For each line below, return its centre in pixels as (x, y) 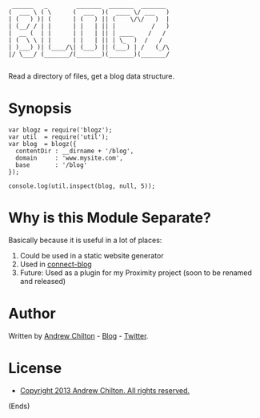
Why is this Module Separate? (110, 218)
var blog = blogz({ (43, 144)
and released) (43, 281)
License (35, 368)
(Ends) (19, 406)
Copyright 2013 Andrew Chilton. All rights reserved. (105, 390)
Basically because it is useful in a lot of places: (85, 240)
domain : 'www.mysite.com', (70, 158)
